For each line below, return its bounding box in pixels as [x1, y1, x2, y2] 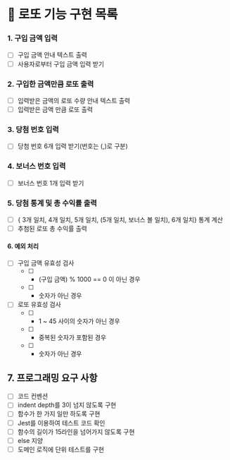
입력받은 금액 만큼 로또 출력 [17, 105, 94, 114]
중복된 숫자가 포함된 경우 [38, 333, 107, 341]
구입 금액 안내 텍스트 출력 [17, 51, 88, 59]
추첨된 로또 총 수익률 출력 [17, 224, 88, 233]
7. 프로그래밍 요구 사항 [7, 372, 98, 384]
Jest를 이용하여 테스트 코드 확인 [17, 418, 106, 427]
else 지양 [17, 436, 44, 444]
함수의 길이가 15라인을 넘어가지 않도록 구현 [17, 428, 135, 436]
